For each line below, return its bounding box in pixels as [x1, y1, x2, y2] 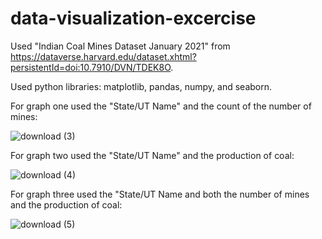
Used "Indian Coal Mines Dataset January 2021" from [10, 40, 231, 52]
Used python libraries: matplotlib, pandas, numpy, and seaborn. [10, 80, 273, 92]
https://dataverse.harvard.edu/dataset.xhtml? [10, 50, 197, 62]
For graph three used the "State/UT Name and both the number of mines [10, 188, 310, 200]
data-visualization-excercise [10, 7, 257, 30]
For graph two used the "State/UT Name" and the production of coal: [10, 149, 295, 161]
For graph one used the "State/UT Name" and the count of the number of [10, 100, 312, 112]
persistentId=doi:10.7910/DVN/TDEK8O [10, 61, 172, 73]
